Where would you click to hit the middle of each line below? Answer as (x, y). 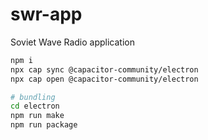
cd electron (35, 106)
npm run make (37, 116)
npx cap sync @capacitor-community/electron (104, 69)
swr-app (46, 14)
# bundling (33, 97)
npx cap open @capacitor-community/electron (104, 79)
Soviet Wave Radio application (72, 42)
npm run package (44, 125)
